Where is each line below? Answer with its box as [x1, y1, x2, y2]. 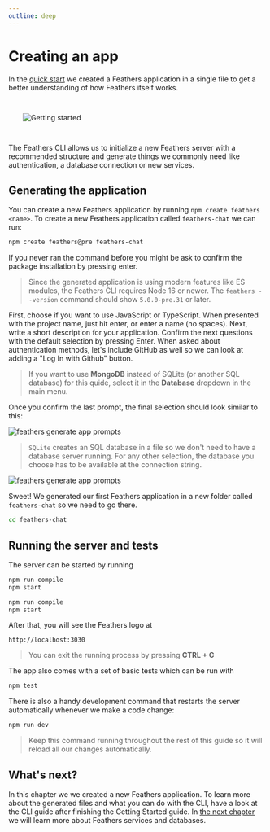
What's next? [8, 768, 78, 782]
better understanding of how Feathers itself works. [8, 82, 179, 92]
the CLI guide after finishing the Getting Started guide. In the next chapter [8, 807, 255, 817]
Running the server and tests [8, 538, 159, 552]
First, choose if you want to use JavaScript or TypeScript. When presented [8, 310, 259, 320]
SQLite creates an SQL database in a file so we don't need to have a [28, 443, 256, 453]
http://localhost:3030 [8, 636, 85, 644]
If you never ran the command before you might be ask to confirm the [8, 253, 242, 263]
